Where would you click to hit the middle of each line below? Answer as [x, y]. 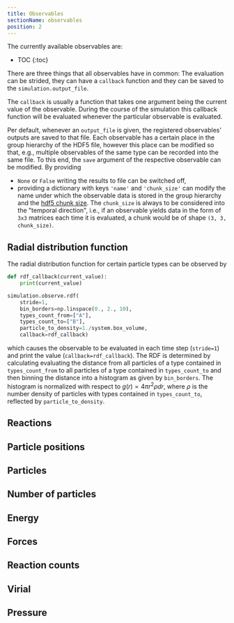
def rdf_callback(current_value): [57, 277]
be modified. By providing [44, 167]
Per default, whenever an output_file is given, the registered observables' [114, 130]
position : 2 [24, 27]
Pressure [27, 613]
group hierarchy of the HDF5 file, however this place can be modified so [111, 145]
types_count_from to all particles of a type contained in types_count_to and [114, 370]
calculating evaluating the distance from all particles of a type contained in [114, 363]
